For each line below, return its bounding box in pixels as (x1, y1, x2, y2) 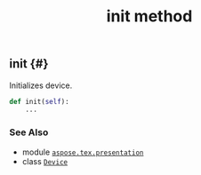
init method (106, 6, 193, 27)
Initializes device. (9, 80, 73, 91)
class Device (21, 155, 68, 166)
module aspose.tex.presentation (21, 147, 144, 157)
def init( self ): (9, 97, 69, 106)
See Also (9, 126, 49, 139)
